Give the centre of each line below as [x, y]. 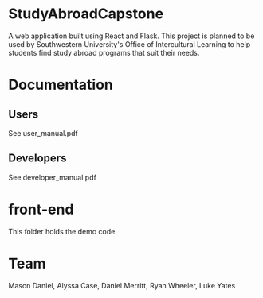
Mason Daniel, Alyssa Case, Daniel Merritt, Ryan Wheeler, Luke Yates [122, 285]
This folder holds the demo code [62, 231]
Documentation [61, 85]
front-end [41, 209]
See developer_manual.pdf [53, 177]
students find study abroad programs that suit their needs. [104, 52]
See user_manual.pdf [43, 133]
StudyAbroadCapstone [86, 14]
